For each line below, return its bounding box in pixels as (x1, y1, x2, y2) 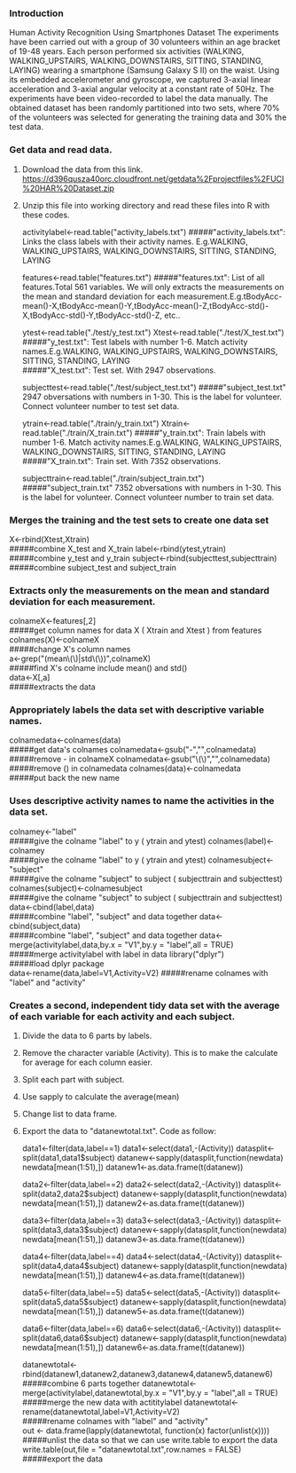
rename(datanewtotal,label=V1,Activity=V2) (21, 1406, 180, 1417)
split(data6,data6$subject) (21, 1333, 120, 1343)
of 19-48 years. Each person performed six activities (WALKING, (9, 46, 245, 57)
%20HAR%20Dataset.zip (21, 183, 115, 193)
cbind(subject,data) (9, 920, 82, 931)
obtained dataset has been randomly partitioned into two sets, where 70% (9, 103, 281, 114)
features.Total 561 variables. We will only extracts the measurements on (21, 281, 284, 292)
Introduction (9, 7, 64, 20)
